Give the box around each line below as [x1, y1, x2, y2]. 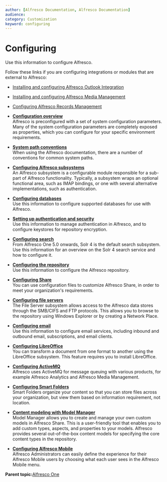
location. [12, 400, 31, 406]
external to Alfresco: [5, 75, 47, 81]
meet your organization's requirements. [12, 287, 94, 293]
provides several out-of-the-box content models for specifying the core [12, 431, 160, 437]
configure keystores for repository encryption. [12, 226, 108, 233]
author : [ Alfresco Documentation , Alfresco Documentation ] [5, 7, 131, 13]
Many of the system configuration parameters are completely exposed [12, 124, 158, 130]
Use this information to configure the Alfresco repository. [12, 267, 130, 273]
